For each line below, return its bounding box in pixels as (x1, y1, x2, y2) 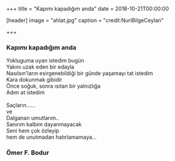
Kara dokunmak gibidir (6, 76, 63, 84)
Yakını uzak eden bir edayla (6, 63, 75, 71)
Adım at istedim (6, 89, 45, 96)
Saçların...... (6, 102, 36, 109)
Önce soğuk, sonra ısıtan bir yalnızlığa (6, 82, 101, 90)
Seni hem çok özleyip (6, 127, 60, 135)
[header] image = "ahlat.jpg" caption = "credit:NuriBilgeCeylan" (6, 17, 164, 23)
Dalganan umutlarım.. (6, 114, 59, 122)
